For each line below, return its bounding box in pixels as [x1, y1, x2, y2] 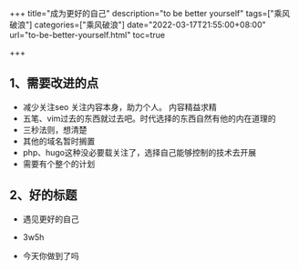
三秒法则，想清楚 [22, 124, 88, 135]
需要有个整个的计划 [22, 158, 96, 169]
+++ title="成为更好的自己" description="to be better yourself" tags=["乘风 [9, 8, 291, 18]
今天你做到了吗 [22, 250, 79, 261]
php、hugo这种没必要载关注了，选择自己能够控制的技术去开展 [22, 146, 257, 157]
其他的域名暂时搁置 [22, 135, 96, 146]
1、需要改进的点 [9, 75, 99, 91]
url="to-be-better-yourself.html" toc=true [9, 30, 166, 40]
